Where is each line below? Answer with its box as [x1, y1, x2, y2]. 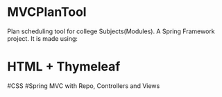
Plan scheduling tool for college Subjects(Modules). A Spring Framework [7, 27, 215, 35]
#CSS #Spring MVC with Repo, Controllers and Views [7, 81, 160, 90]
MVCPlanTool [7, 4, 87, 20]
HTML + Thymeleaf [7, 59, 121, 75]
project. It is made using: [7, 34, 78, 42]
